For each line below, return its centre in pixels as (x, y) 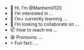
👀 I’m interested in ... (32, 13)
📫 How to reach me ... (34, 30)
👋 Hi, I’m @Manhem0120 (36, 8)
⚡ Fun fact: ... (24, 43)
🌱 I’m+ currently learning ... (39, 19)
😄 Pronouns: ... (26, 37)
